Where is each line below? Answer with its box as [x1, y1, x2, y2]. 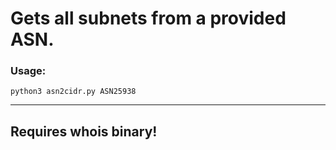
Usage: [10, 64, 47, 78]
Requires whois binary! [10, 123, 158, 140]
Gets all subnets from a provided [10, 7, 287, 30]
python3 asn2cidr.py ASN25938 [10, 87, 137, 97]
